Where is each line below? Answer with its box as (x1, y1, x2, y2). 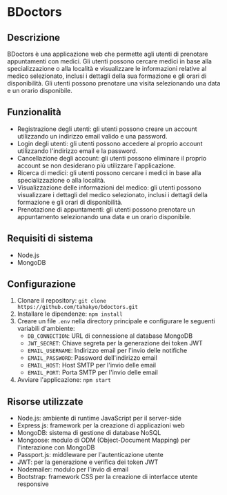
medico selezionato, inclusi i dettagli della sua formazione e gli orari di (7, 72, 207, 80)
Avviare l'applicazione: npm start (17, 376, 112, 384)
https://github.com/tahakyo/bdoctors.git (17, 304, 138, 311)
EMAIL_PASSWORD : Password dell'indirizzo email (27, 354, 157, 362)
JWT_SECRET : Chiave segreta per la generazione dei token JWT (27, 339, 203, 347)
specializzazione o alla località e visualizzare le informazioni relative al (7, 65, 207, 72)
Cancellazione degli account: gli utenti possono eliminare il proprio (17, 154, 207, 162)
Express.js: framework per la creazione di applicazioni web (17, 421, 185, 430)
